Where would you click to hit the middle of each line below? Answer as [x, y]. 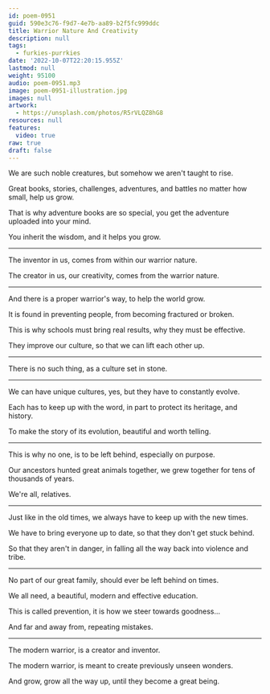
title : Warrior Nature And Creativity [73, 31]
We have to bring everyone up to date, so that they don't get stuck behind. [131, 533]
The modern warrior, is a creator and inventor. [84, 650]
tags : [17, 46]
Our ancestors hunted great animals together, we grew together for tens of [132, 470]
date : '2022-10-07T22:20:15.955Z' [66, 61]
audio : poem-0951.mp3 [45, 83]
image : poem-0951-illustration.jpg [68, 90]
